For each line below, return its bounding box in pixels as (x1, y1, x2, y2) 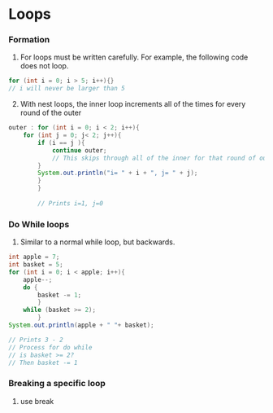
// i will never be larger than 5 (8, 85, 126, 93)
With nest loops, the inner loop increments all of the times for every (19, 99, 246, 109)
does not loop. (19, 61, 69, 71)
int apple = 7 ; (8, 253, 60, 261)
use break (19, 396, 54, 406)
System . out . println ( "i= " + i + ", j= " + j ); (37, 169, 198, 178)
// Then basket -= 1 (8, 358, 79, 367)
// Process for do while (8, 343, 93, 351)
